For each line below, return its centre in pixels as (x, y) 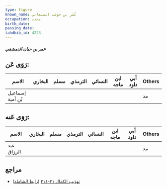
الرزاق (14, 152)
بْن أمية (15, 99)
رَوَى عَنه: (17, 117)
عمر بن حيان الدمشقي (26, 49)
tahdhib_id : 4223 (23, 33)
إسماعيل (17, 93)
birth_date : (17, 24)
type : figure (19, 10)
